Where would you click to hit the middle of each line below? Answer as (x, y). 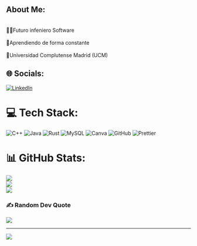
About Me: (26, 10)
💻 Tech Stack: (42, 113)
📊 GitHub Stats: (46, 158)
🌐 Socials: (25, 74)
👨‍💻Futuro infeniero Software (40, 30)
